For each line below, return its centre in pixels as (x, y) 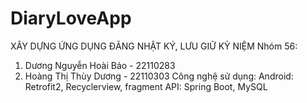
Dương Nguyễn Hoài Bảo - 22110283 (100, 65)
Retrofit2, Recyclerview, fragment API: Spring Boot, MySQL (146, 86)
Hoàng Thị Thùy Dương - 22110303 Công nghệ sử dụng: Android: (159, 76)
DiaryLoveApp (71, 18)
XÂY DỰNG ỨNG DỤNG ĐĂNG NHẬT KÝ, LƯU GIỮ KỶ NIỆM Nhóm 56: (154, 46)
